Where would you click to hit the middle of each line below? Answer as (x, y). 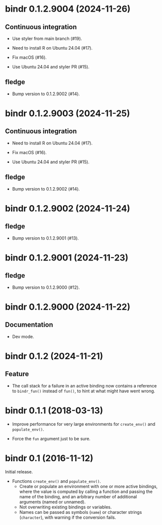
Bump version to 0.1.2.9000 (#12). (46, 287)
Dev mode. (23, 336)
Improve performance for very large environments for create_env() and (84, 424)
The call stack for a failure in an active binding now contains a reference (84, 385)
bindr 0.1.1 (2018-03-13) (54, 411)
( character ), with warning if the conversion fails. (68, 517)
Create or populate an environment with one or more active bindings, (89, 486)
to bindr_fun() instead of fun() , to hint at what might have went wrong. (84, 391)
